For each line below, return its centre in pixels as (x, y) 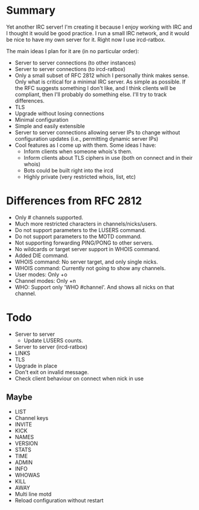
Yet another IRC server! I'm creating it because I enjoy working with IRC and (99, 27)
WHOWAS (27, 475)
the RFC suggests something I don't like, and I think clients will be (95, 88)
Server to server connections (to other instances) (75, 63)
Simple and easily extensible (50, 126)
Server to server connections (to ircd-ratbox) (70, 69)
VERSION (26, 443)
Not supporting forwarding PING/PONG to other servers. (84, 243)
